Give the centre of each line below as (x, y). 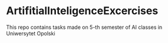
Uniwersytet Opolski (31, 33)
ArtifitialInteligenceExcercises (82, 11)
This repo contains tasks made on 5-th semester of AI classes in (84, 27)
